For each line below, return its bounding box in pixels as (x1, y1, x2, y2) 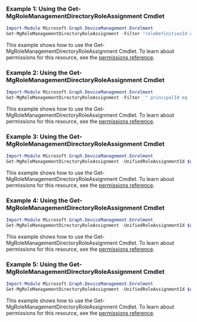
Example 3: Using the (6, 133, 69, 141)
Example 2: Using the (6, 68, 68, 76)
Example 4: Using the (6, 196, 69, 204)
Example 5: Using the (6, 260, 68, 269)
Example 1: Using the (6, 5, 67, 13)
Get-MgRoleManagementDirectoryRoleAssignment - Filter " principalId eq (6, 95, 188, 101)
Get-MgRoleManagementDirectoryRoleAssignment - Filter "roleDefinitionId (6, 31, 188, 37)
